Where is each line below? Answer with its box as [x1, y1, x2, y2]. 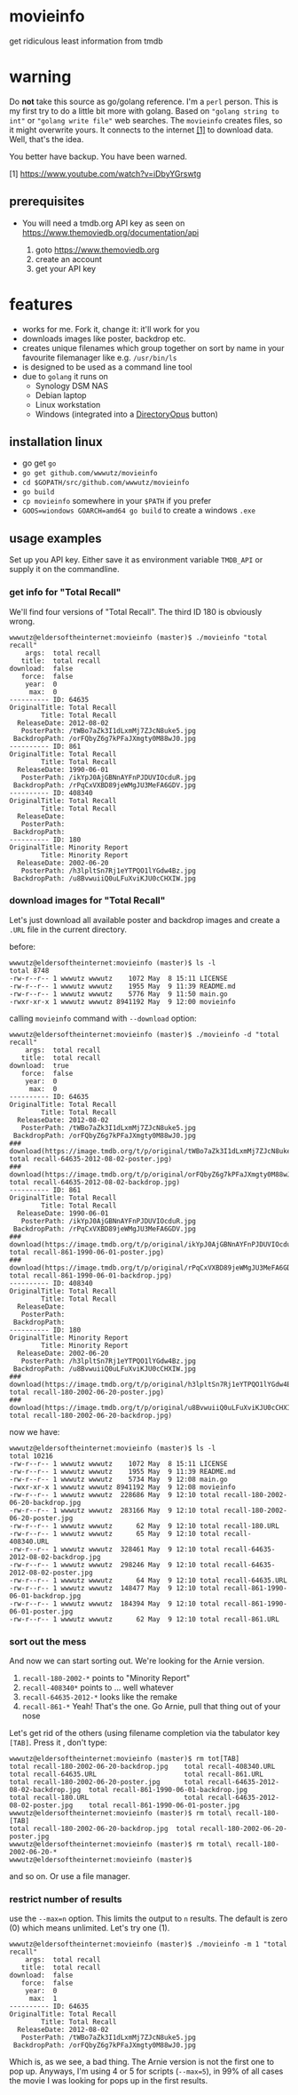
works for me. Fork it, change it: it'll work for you [21, 323, 200, 334]
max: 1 [28, 1995, 58, 2003]
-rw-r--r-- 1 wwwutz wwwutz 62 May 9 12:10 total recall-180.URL [9, 1521, 279, 1530]
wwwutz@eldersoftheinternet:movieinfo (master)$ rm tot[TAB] [9, 1755, 240, 1764]
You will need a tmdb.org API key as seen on [21, 218, 185, 228]
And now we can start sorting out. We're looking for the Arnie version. [9, 1655, 265, 1667]
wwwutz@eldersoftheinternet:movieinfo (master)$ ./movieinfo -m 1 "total [9, 1940, 288, 1949]
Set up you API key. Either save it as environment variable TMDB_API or [9, 554, 263, 565]
